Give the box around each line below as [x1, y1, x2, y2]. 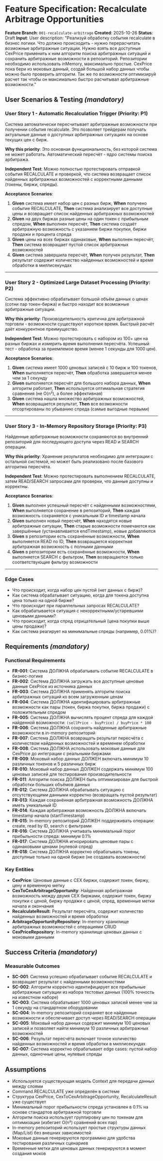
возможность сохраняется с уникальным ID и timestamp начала [12, 513, 146, 519]
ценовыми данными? [12, 613, 56, 618]
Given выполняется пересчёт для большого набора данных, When [12, 380, 151, 386]
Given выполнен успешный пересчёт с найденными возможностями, [12, 502, 157, 509]
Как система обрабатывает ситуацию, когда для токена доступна [12, 592, 149, 598]
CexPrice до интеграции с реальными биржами [12, 751, 111, 756]
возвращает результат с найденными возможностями [12, 979, 125, 985]
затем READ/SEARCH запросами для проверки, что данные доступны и [5, 478, 153, 484]
